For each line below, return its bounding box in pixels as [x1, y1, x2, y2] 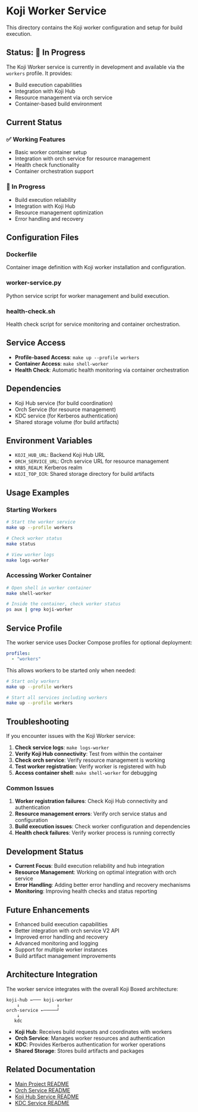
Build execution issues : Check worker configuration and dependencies [14, 823, 190, 830]
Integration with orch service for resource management [14, 155, 150, 162]
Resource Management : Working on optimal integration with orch [14, 868, 177, 876]
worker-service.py [6, 279, 61, 287]
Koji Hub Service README [14, 1093, 79, 1100]
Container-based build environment [14, 100, 102, 107]
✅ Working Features [6, 135, 66, 144]
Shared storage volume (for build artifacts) [14, 418, 120, 425]
